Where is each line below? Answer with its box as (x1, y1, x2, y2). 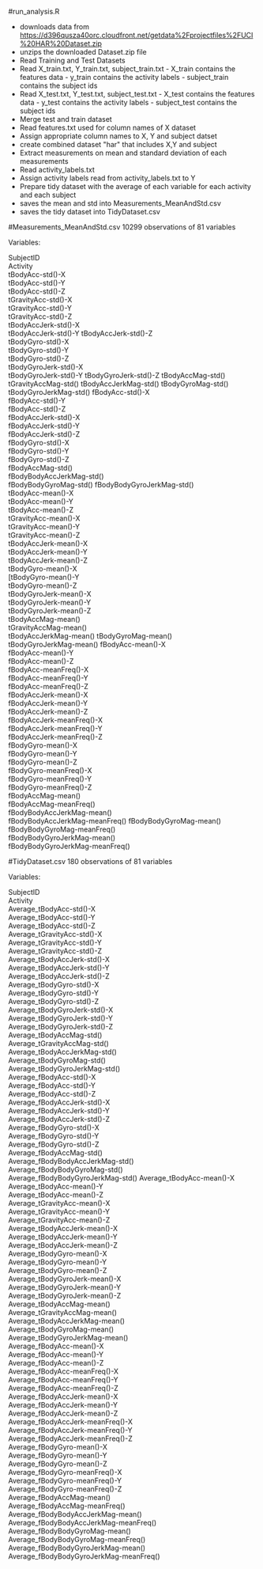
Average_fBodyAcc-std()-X (8, 1072, 96, 1082)
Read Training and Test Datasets (19, 55, 126, 65)
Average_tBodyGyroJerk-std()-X (8, 1005, 114, 1014)
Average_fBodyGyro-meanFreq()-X (8, 1468, 122, 1476)
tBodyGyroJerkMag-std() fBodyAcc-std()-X (8, 388, 150, 396)
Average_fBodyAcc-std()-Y (8, 1081, 96, 1090)
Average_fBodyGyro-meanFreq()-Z (8, 1484, 122, 1494)
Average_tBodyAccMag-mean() (8, 1299, 111, 1309)
